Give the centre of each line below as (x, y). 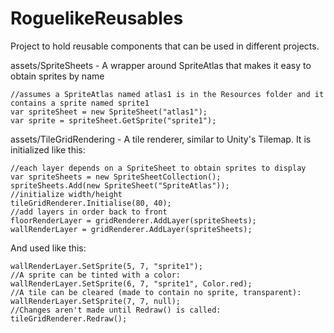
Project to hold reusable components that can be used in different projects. (165, 46)
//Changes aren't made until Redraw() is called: (116, 310)
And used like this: (48, 248)
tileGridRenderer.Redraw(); (69, 318)
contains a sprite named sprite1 (80, 103)
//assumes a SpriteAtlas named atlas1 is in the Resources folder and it (167, 94)
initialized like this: (48, 149)
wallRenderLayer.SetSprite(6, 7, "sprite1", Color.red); (131, 283)
